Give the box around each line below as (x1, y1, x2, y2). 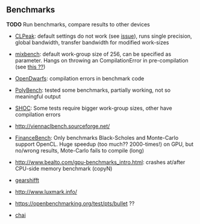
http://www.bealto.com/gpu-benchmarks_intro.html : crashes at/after (14, 159, 186, 166)
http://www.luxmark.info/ (14, 188, 77, 195)
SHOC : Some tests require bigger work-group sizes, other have (14, 104, 173, 112)
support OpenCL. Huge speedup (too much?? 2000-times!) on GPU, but (14, 141, 194, 148)
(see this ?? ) (14, 63, 46, 70)
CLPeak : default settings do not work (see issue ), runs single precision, (14, 32, 192, 40)
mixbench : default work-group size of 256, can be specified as (14, 50, 172, 58)
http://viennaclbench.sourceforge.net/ (14, 123, 110, 130)
